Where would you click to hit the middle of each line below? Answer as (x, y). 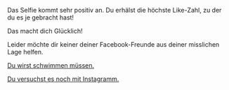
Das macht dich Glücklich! (45, 31)
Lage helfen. (25, 52)
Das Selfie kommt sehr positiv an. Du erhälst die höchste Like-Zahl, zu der (115, 10)
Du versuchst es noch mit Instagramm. (63, 79)
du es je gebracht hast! (41, 17)
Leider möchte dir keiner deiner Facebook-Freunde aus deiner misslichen (113, 44)
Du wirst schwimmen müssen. (51, 65)
